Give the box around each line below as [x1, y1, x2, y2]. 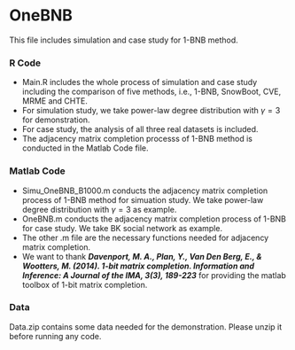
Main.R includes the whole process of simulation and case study [21, 77, 258, 88]
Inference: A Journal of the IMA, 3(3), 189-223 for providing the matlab [21, 269, 286, 280]
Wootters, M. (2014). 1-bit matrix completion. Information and [21, 261, 255, 271]
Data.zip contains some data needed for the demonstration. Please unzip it [9, 321, 283, 332]
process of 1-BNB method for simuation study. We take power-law [21, 194, 264, 205]
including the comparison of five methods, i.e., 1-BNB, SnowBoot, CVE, [21, 86, 282, 97]
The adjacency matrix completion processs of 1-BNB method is [21, 134, 252, 144]
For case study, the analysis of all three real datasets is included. [21, 124, 259, 135]
